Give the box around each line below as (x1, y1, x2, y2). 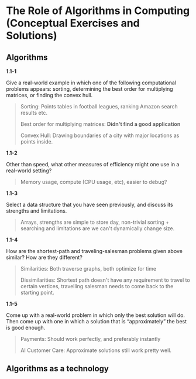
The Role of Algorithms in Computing (6, 4, 190, 18)
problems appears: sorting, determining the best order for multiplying (6, 86, 174, 92)
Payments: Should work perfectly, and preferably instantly (20, 336, 161, 342)
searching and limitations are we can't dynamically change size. (20, 225, 175, 232)
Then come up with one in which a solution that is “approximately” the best (6, 318, 187, 325)
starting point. (20, 289, 54, 296)
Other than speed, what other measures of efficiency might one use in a (6, 161, 180, 168)
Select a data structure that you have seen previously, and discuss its (6, 201, 174, 208)
